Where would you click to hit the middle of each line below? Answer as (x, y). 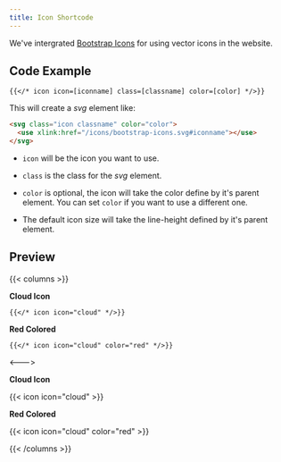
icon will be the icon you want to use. (91, 158)
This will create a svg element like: (72, 108)
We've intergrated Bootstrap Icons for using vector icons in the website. (141, 43)
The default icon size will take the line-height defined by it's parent (145, 220)
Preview (33, 257)
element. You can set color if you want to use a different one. (135, 203)
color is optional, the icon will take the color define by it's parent (140, 193)
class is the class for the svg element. (92, 176)
